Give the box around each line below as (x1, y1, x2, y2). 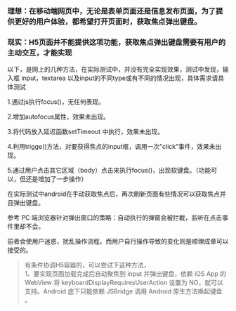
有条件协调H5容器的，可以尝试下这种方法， (24, 261, 150, 270)
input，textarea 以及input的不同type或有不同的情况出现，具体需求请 (20, 74, 218, 82)
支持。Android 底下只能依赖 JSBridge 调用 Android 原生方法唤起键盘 (24, 287, 223, 296)
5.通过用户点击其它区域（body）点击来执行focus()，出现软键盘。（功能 (7, 166, 211, 175)
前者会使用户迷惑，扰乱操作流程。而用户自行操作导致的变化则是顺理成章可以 (7, 237, 229, 246)
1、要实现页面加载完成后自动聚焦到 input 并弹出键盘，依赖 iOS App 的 (24, 270, 227, 278)
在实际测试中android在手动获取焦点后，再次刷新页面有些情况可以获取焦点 (7, 190, 221, 198)
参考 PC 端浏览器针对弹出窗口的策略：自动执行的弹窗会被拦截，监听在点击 (7, 213, 223, 222)
